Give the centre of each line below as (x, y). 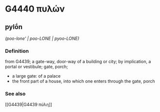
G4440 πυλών (35, 9)
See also (15, 94)
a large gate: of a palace (36, 76)
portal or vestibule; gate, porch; (37, 67)
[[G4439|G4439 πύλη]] (29, 104)
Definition (17, 51)
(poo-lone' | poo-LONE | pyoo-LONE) (42, 38)
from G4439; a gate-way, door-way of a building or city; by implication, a (78, 62)
